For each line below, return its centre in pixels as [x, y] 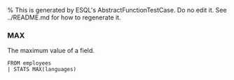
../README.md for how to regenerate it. [64, 17]
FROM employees [29, 63]
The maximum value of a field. [51, 51]
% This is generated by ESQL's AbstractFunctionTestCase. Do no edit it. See [117, 10]
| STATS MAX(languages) [42, 70]
